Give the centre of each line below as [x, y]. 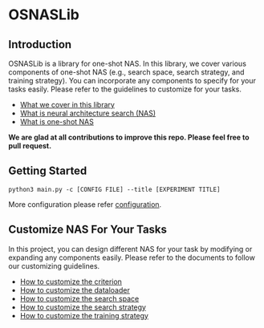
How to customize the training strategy [84, 315]
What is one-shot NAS [57, 121]
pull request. [30, 146]
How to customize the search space [79, 298]
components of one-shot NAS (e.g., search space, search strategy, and [126, 72]
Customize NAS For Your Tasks [87, 230]
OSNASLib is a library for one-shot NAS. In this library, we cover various [128, 63]
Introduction [40, 45]
